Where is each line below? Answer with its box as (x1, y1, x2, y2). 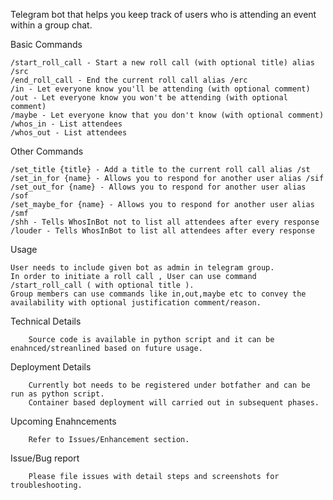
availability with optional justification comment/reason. (10, 298, 262, 308)
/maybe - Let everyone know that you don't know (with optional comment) (10, 110, 325, 120)
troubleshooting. (10, 480, 83, 490)
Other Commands (10, 145, 84, 157)
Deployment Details (10, 361, 92, 373)
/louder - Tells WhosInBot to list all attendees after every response (10, 226, 315, 236)
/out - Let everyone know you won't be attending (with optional (10, 93, 288, 103)
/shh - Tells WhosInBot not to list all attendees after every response (10, 217, 320, 227)
